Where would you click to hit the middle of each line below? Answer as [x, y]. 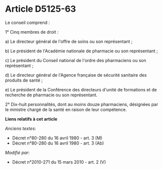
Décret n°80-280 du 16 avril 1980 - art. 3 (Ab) [58, 143]
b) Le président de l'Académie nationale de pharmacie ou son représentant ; [81, 51]
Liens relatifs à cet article [31, 119]
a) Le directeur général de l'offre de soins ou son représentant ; [69, 41]
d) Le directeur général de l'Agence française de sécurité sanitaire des [76, 75]
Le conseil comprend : [28, 22]
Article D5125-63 [41, 9]
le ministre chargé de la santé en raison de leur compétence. [66, 109]
